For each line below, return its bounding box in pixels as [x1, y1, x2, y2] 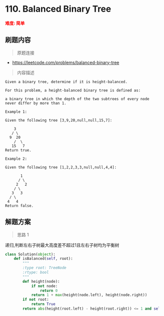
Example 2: [5, 156, 27, 161]
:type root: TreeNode [22, 265, 67, 271]
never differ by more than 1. [5, 101, 67, 105]
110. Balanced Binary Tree [5, 3, 111, 15]
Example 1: [5, 109, 27, 114]
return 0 [40, 288, 58, 293]
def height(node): [22, 279, 60, 284]
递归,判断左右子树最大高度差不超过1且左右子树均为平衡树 [5, 242, 120, 248]
